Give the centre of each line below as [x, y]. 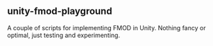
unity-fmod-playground [60, 11]
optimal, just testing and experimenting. [63, 35]
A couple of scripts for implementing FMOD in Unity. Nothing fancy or [106, 27]
